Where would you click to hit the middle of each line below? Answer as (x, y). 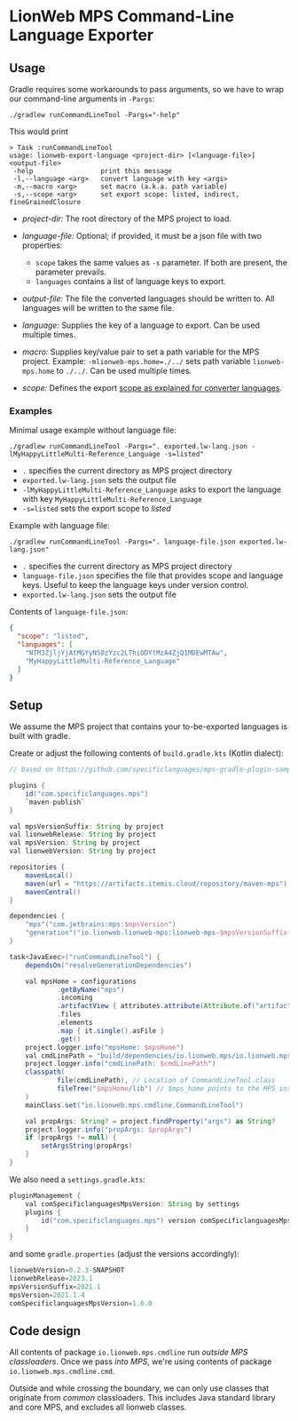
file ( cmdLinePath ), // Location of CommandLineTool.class (166, 1081)
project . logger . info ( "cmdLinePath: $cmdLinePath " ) (121, 1064)
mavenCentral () (53, 892)
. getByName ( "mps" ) (90, 989)
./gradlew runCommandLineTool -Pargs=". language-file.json (123, 542)
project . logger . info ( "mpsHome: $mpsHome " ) (105, 1047)
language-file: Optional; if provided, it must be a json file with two (142, 236)
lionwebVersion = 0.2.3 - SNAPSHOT (67, 1270)
